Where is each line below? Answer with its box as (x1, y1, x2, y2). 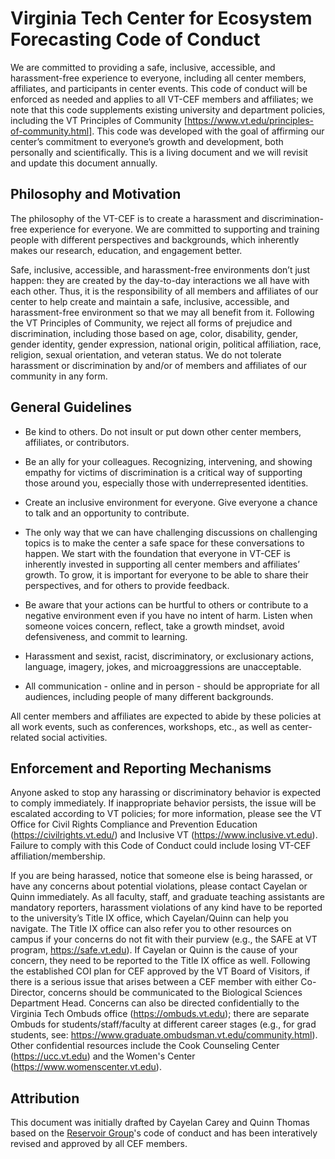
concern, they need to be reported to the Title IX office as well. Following (10, 955, 311, 967)
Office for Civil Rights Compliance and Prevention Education (10, 818, 258, 831)
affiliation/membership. (10, 850, 106, 862)
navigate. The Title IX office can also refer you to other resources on (10, 923, 292, 935)
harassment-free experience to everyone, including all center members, (10, 72, 307, 84)
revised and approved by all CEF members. (10, 1138, 188, 1150)
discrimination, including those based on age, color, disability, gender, (10, 327, 298, 339)
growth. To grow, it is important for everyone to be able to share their (24, 568, 309, 581)
